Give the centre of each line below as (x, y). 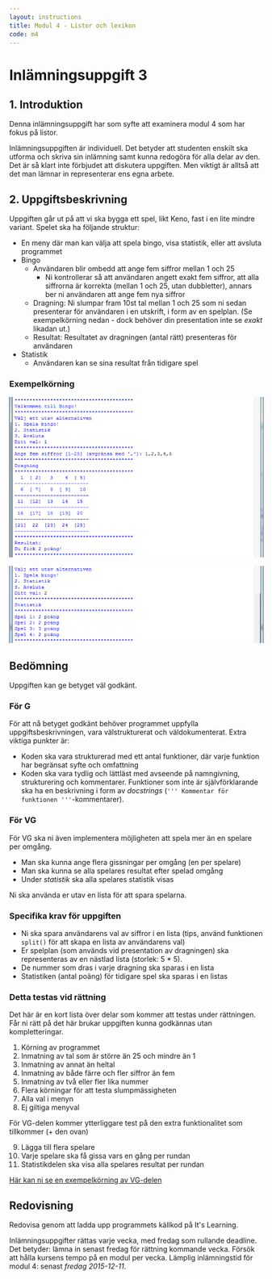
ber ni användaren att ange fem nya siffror (115, 295)
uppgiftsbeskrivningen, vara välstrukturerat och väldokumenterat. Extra (128, 732)
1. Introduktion (46, 104)
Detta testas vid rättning (58, 997)
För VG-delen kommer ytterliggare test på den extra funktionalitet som (126, 1123)
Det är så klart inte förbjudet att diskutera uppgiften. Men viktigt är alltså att (134, 165)
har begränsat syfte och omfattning (80, 765)
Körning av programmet (60, 1047)
